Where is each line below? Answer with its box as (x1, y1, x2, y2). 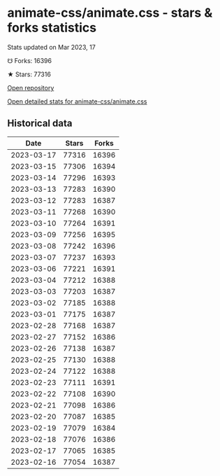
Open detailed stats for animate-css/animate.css (7, 97, 147, 106)
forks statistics (7, 20, 96, 36)
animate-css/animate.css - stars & (7, 5, 213, 21)
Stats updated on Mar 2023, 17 (7, 43, 96, 51)
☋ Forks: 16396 (7, 56, 52, 64)
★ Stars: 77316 (7, 70, 51, 78)
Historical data (7, 118, 73, 129)
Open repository (7, 83, 54, 92)
